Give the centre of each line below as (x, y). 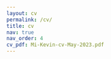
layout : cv (22, 13)
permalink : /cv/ (29, 20)
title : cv (20, 26)
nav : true (20, 32)
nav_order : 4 (25, 39)
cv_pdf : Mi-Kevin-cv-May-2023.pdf (55, 45)
